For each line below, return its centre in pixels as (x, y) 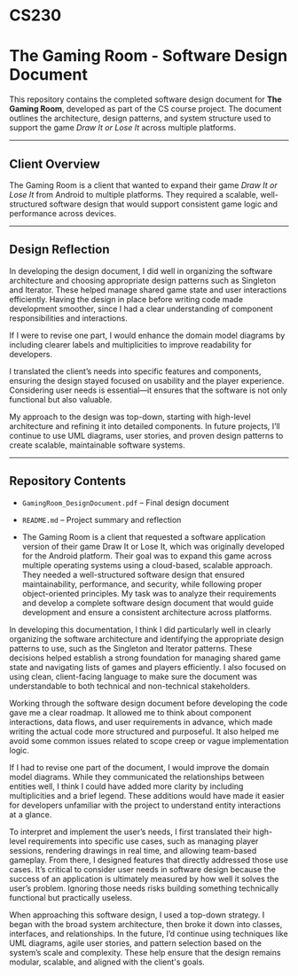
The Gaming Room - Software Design (149, 56)
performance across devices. (63, 213)
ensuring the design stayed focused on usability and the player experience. (147, 380)
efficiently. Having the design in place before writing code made (126, 299)
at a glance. (31, 814)
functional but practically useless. (71, 897)
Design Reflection (59, 250)
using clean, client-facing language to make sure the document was (133, 676)
